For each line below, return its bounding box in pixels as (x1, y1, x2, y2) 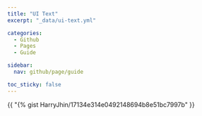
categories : (7, 30, 42, 37)
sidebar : (7, 62, 33, 69)
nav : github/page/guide (13, 68, 83, 75)
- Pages (13, 43, 37, 50)
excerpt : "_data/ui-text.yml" (7, 17, 97, 24)
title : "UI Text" (7, 10, 59, 18)
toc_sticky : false (7, 81, 61, 88)
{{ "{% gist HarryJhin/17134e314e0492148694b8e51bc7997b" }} (7, 100, 196, 109)
